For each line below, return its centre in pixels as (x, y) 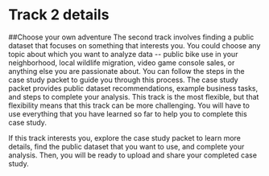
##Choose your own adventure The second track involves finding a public (131, 37)
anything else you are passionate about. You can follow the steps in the (126, 71)
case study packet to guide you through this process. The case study (124, 80)
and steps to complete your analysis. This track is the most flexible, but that (134, 96)
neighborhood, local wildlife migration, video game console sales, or (122, 63)
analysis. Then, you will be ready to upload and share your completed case (133, 155)
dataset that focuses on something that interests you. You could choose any (134, 45)
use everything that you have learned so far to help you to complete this (128, 113)
